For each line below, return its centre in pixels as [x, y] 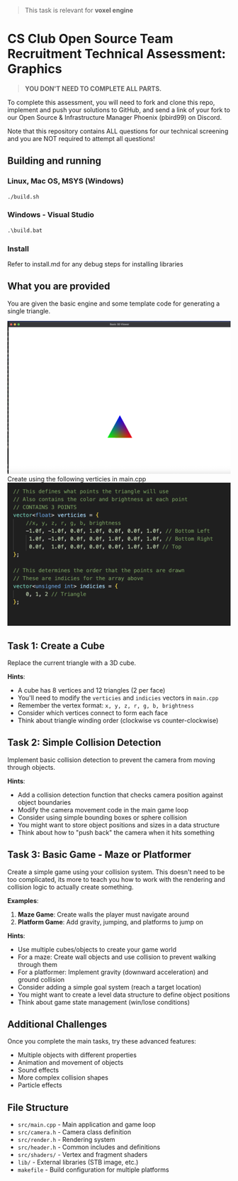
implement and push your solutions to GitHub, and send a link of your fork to [119, 110]
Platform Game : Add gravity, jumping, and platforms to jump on [110, 922]
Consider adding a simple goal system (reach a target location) [109, 987]
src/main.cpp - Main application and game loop [86, 1125]
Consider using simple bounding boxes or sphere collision [102, 817]
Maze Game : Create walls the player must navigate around [103, 914]
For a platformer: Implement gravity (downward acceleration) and [113, 972]
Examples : [23, 900]
